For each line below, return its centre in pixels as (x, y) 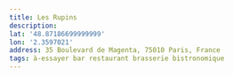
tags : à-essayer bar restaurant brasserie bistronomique (117, 58)
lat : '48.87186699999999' (57, 34)
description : (33, 26)
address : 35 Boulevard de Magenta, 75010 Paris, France (115, 50)
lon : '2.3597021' (41, 42)
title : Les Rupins (43, 17)
